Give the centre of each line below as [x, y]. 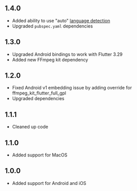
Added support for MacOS [40, 155]
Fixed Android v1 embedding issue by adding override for [72, 88]
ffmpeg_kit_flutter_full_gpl [39, 93]
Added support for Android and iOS [49, 183]
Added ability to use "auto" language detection [61, 20]
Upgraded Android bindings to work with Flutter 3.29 [67, 54]
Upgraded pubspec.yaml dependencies [53, 26]
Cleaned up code [30, 127]
